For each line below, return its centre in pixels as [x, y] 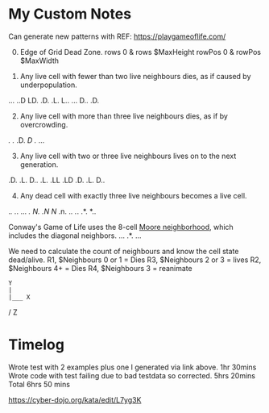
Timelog [36, 345]
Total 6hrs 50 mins [39, 384]
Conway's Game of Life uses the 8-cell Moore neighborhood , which [121, 227]
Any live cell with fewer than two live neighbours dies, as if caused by [135, 76]
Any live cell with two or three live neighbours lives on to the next [128, 156]
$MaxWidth [39, 60]
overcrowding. [44, 124]
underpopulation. [49, 85]
